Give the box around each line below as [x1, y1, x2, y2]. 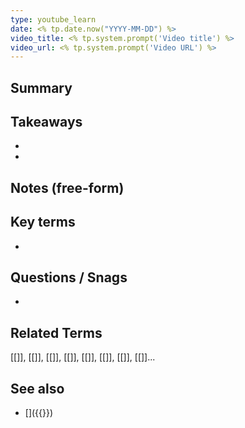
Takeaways [10, 114, 83, 131]
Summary [10, 79, 73, 96]
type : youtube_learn [10, 14, 97, 25]
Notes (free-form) [10, 179, 125, 196]
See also [10, 380, 65, 397]
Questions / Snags [10, 269, 128, 286]
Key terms [10, 214, 76, 231]
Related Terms [10, 324, 103, 341]
